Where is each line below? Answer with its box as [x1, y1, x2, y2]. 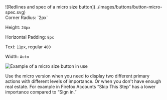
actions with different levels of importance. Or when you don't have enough [5, 78, 161, 84]
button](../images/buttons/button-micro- [78, 4, 162, 10]
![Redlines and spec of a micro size [5, 4, 78, 10]
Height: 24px [5, 24, 31, 30]
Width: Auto [5, 54, 29, 59]
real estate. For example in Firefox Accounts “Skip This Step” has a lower [5, 84, 156, 89]
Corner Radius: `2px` [5, 15, 48, 21]
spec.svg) [5, 9, 26, 15]
